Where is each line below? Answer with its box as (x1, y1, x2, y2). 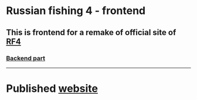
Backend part (6, 54, 46, 62)
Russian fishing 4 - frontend (6, 4, 146, 18)
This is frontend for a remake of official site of (6, 27, 176, 37)
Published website (6, 82, 98, 95)
